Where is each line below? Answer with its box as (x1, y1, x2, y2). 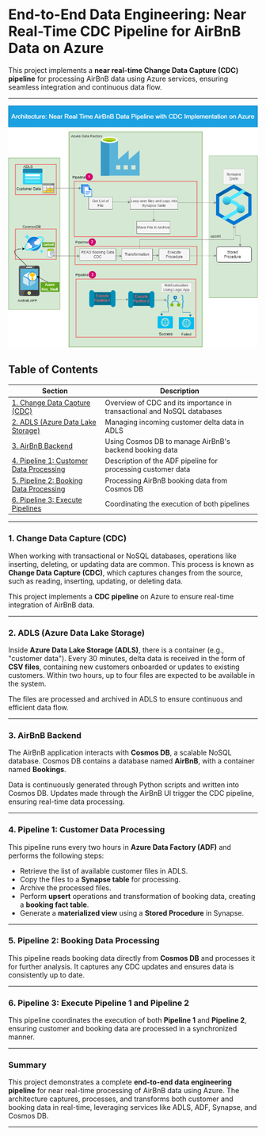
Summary (8, 1060, 47, 1071)
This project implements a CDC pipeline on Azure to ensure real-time (8, 591, 234, 601)
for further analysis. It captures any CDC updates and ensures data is (8, 962, 234, 971)
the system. (8, 679, 47, 688)
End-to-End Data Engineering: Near (8, 6, 247, 24)
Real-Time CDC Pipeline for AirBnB (8, 22, 241, 40)
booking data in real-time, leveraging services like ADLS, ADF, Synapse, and (8, 1103, 257, 1112)
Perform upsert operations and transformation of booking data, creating (19, 891, 256, 901)
